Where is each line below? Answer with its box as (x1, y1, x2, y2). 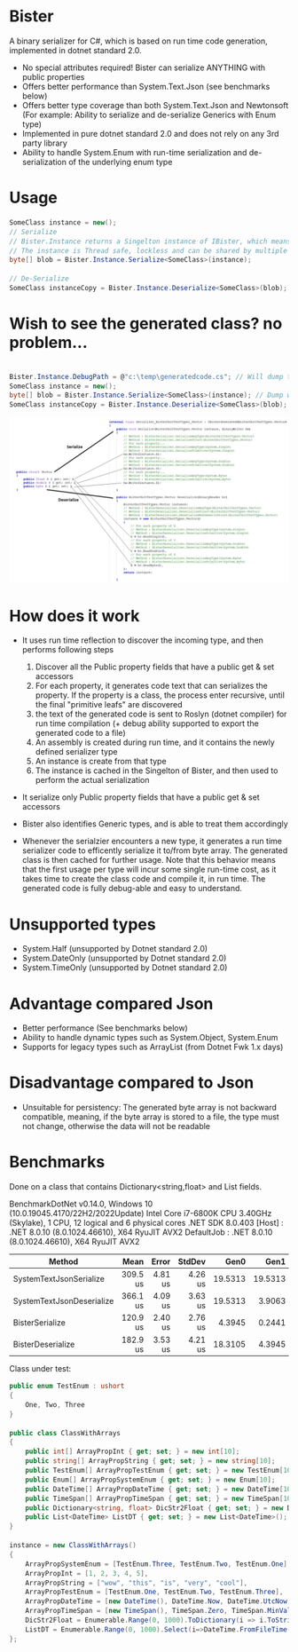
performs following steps (21, 644, 114, 655)
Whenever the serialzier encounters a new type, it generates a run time (21, 836, 282, 847)
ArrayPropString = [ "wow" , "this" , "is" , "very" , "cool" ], (25, 1578, 248, 1587)
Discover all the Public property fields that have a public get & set (35, 661, 275, 672)
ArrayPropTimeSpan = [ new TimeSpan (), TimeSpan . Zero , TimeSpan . (25, 1607, 268, 1616)
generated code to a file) (35, 728, 126, 739)
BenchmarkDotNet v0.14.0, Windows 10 (9, 1198, 153, 1209)
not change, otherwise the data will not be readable (21, 1121, 211, 1132)
